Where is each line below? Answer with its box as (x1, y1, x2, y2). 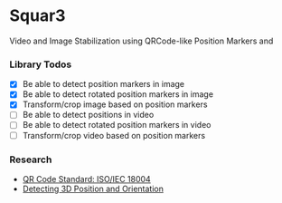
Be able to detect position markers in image (22, 79, 185, 90)
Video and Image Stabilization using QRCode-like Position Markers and (9, 35, 274, 46)
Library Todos (9, 58, 72, 71)
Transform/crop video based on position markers (22, 130, 206, 140)
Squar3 (9, 5, 66, 26)
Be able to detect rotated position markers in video (22, 120, 211, 130)
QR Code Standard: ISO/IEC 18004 (22, 173, 151, 184)
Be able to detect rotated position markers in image (22, 89, 214, 100)
